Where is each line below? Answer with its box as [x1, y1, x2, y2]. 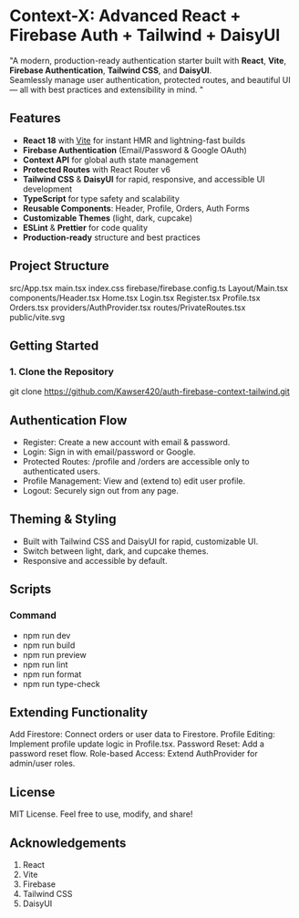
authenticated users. [22, 466, 100, 477]
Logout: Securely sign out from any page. [22, 485, 180, 496]
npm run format [22, 668, 82, 680]
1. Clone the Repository [9, 365, 114, 378]
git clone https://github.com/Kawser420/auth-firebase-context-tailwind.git [9, 386, 290, 397]
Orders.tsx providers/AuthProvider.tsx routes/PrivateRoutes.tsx [9, 302, 246, 313]
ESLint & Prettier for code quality [22, 222, 149, 233]
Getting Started [9, 338, 99, 353]
